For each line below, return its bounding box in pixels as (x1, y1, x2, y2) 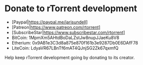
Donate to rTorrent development (4, 3, 138, 14)
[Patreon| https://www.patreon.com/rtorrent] (11, 24, 101, 30)
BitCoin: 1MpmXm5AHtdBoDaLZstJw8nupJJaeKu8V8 (11, 35, 120, 41)
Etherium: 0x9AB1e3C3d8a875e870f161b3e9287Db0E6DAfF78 (11, 40, 139, 45)
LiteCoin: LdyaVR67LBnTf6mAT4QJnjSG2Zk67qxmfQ (11, 45, 119, 51)
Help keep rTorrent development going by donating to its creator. (4, 54, 135, 60)
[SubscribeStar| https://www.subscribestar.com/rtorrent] (11, 29, 125, 35)
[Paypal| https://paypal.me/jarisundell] (11, 19, 88, 25)
